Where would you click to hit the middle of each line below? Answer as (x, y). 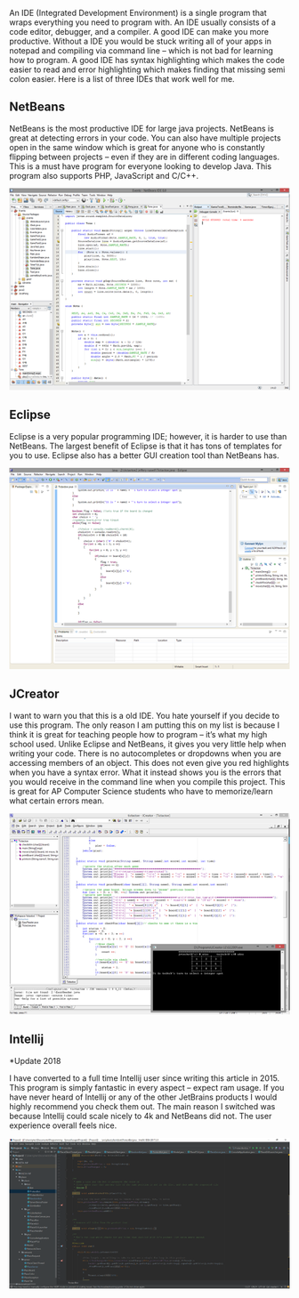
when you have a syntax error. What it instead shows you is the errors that (145, 772)
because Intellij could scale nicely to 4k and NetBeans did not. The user (141, 1116)
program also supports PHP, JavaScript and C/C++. (104, 175)
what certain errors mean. (57, 801)
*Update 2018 (35, 1060)
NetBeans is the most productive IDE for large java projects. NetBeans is (141, 128)
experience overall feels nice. (63, 1125)
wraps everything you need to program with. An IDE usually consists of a (142, 22)
